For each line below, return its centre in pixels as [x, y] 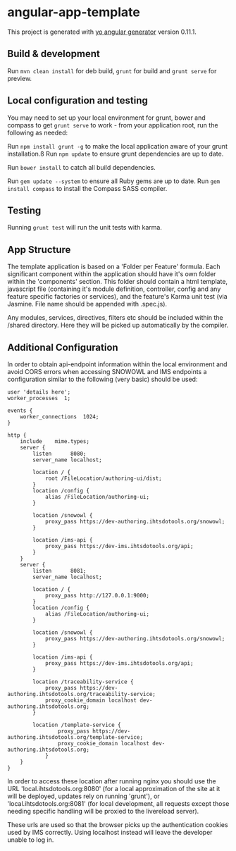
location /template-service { [77, 725]
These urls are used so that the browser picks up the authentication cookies [118, 825]
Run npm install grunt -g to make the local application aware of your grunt [117, 146]
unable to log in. [31, 840]
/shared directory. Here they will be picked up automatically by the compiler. [118, 325]
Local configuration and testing [77, 100]
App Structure [39, 250]
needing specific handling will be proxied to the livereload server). [103, 811]
